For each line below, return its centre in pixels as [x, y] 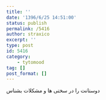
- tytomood [31, 62]
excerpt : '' [21, 40]
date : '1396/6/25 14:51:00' [42, 17]
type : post [20, 46]
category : [19, 57]
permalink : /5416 [28, 29]
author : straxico [28, 34]
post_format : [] [26, 73]
